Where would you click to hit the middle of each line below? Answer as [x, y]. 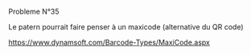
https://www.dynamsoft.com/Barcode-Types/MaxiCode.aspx [109, 42]
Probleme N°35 [34, 12]
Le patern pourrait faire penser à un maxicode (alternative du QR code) [126, 27]
